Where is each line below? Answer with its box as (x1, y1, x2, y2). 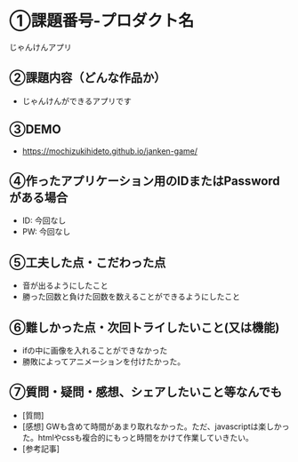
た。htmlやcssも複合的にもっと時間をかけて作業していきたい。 (21, 432, 254, 442)
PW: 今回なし (21, 227, 71, 237)
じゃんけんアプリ (9, 42, 72, 52)
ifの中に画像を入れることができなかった (21, 346, 168, 355)
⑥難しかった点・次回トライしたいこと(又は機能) (9, 320, 280, 335)
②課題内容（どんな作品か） (9, 70, 166, 85)
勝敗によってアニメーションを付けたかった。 (21, 356, 186, 367)
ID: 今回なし (21, 215, 67, 226)
